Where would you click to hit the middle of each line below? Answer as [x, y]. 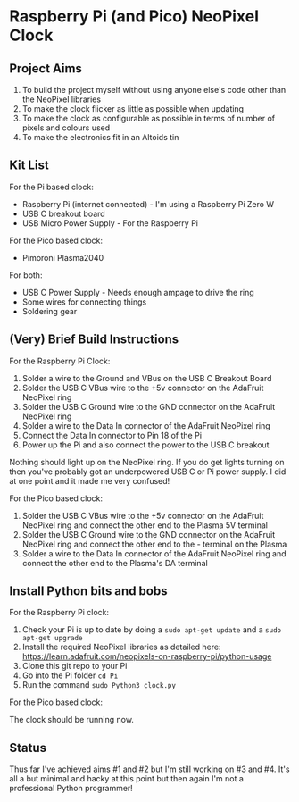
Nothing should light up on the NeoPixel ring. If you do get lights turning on [147, 462]
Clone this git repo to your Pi [75, 666]
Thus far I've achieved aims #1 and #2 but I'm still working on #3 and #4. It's [149, 769]
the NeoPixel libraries [61, 99]
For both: [26, 275]
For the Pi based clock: [51, 187]
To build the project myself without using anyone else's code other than [154, 90]
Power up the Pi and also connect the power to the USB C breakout [145, 445]
